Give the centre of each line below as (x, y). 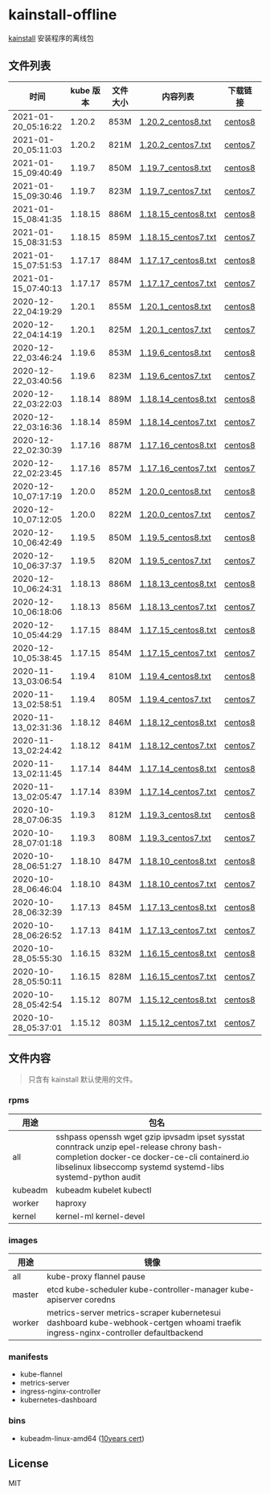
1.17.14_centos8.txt (178, 768)
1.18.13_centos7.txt (178, 607)
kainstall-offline (63, 15)
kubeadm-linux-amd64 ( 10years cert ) (82, 1438)
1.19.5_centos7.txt (175, 560)
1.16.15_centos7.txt (178, 976)
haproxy (71, 1203)
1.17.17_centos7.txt (178, 283)
